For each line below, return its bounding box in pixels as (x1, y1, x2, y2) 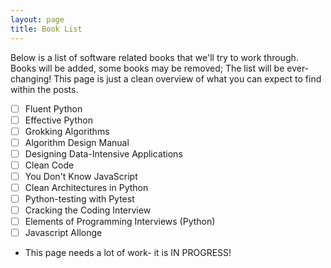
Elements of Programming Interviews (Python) (24, 216, 216, 228)
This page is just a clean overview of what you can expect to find (53, 72, 322, 85)
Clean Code (24, 159, 75, 171)
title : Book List (10, 24, 83, 34)
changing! (10, 72, 52, 85)
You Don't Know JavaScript (24, 170, 138, 182)
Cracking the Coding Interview (24, 204, 152, 216)
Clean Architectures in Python (24, 181, 149, 193)
